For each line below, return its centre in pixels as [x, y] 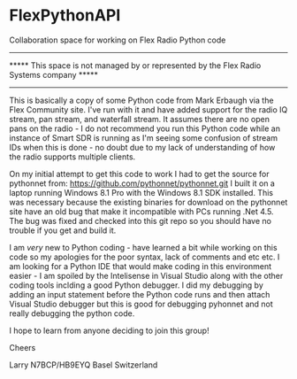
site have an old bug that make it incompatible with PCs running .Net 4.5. [141, 211]
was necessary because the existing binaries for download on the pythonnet [148, 202]
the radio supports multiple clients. [72, 157]
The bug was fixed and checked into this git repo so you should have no [141, 220]
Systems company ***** [54, 74]
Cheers [23, 347]
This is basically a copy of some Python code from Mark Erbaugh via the [141, 100]
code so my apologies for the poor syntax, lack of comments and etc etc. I [145, 257]
